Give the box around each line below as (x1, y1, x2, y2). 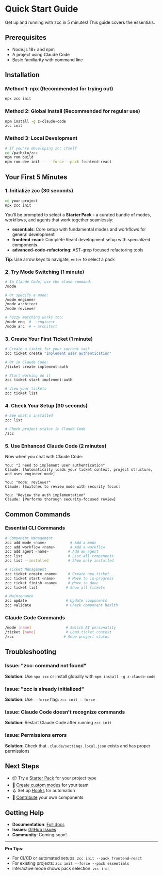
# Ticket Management (5, 567, 47, 572)
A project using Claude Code (12, 51, 70, 57)
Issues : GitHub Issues (12, 826, 57, 833)
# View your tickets (5, 386, 47, 391)
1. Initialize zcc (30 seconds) (5, 187, 74, 194)
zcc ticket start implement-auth (5, 378, 73, 382)
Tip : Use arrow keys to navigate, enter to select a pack (5, 256, 115, 262)
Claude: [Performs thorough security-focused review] (5, 497, 116, 502)
